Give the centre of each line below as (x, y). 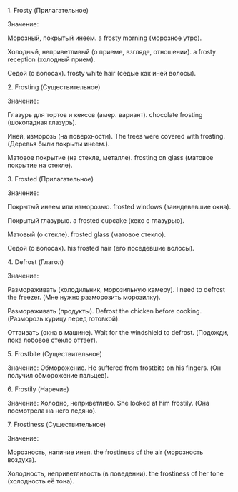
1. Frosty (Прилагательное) (48, 10)
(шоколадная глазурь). (42, 122)
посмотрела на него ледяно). (53, 411)
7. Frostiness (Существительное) (56, 425)
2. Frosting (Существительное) (54, 87)
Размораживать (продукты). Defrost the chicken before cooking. (105, 311)
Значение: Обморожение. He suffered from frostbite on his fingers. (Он (114, 368)
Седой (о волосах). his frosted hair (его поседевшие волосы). (101, 248)
